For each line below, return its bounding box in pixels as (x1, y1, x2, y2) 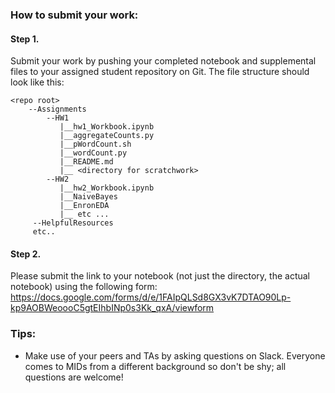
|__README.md (59, 157, 114, 167)
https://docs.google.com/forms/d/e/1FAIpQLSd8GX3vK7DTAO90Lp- (10, 291, 292, 303)
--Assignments (28, 104, 87, 115)
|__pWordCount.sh (59, 139, 132, 150)
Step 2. (10, 248, 42, 260)
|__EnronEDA (59, 201, 110, 211)
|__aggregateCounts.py (59, 131, 155, 141)
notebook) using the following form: (10, 281, 158, 293)
